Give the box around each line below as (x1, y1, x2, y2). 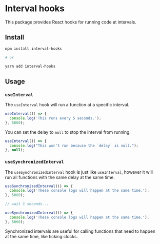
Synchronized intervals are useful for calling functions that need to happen (5, 228, 156, 234)
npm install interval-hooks (5, 46, 62, 51)
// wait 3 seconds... (5, 202, 49, 206)
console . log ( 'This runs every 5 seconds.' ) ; (9, 116, 101, 121)
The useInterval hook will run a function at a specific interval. (5, 102, 130, 108)
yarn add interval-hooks (5, 64, 56, 69)
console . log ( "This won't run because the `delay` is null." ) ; (9, 143, 139, 148)
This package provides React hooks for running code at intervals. (5, 19, 137, 25)
